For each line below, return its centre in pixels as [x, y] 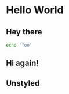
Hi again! [22, 63]
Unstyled [23, 83]
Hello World [35, 10]
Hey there [24, 32]
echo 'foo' [19, 45]
